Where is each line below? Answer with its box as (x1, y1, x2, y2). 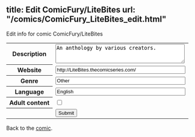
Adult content (9, 99, 50, 107)
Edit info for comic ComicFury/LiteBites (6, 30, 104, 37)
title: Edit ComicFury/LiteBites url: (6, 5, 135, 15)
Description (12, 50, 47, 58)
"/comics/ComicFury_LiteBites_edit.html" (6, 14, 167, 25)
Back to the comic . (6, 124, 53, 132)
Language (14, 88, 44, 96)
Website (17, 66, 42, 75)
